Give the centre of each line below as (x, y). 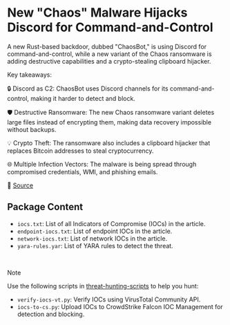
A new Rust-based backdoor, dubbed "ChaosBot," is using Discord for (107, 46)
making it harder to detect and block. (83, 98)
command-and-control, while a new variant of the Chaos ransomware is (109, 54)
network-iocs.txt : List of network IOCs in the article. (92, 238)
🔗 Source (20, 185)
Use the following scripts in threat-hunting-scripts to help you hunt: (103, 286)
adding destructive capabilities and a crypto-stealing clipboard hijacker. (109, 61)
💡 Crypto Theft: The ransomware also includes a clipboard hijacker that (109, 142)
